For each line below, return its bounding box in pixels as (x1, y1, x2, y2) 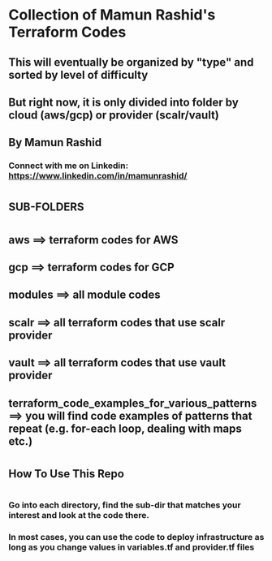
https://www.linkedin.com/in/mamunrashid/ (8, 170, 188, 182)
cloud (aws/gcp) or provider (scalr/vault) (8, 108, 219, 122)
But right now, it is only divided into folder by (8, 95, 240, 109)
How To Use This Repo (8, 467, 124, 481)
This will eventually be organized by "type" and (8, 55, 254, 69)
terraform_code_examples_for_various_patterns (8, 396, 257, 410)
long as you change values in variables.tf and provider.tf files (8, 542, 255, 553)
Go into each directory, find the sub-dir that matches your (8, 499, 241, 511)
